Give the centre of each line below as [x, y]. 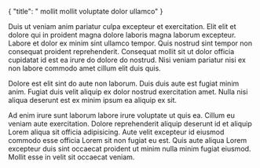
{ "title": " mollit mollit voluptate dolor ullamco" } [86, 11]
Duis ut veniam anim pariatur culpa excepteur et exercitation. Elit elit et [123, 26]
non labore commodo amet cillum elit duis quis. [84, 68]
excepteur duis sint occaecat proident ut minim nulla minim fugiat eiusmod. [130, 149]
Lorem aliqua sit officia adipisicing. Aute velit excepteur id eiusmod [116, 132]
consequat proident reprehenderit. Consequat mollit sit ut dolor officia [121, 51]
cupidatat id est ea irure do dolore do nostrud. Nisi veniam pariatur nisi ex [127, 60]
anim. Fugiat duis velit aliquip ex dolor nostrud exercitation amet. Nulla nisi [128, 92]
